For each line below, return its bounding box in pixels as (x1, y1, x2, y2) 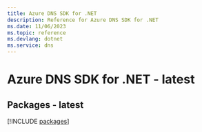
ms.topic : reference (7, 29, 67, 36)
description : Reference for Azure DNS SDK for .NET (7, 16, 159, 23)
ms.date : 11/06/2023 (7, 23, 67, 30)
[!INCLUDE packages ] (7, 118, 70, 125)
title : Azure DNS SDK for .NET (7, 10, 97, 17)
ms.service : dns (7, 42, 54, 49)
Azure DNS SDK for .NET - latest (7, 71, 195, 87)
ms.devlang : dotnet (7, 36, 63, 43)
